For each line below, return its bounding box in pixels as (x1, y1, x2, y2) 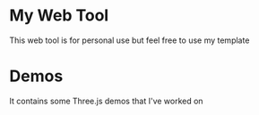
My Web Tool (9, 5, 109, 26)
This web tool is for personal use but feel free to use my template (9, 35, 250, 45)
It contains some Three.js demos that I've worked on (9, 95, 203, 106)
